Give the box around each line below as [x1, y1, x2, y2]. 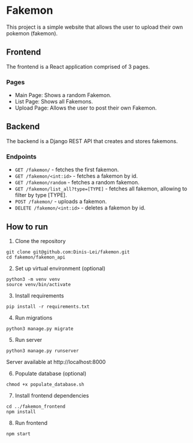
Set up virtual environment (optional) [14, 265, 106, 272]
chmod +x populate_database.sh [6, 381, 85, 387]
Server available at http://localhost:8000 [6, 358, 106, 365]
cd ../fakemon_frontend [6, 403, 66, 409]
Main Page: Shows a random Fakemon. [14, 92, 112, 99]
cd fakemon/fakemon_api [6, 254, 66, 260]
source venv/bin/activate [6, 281, 71, 287]
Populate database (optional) [14, 369, 87, 377]
